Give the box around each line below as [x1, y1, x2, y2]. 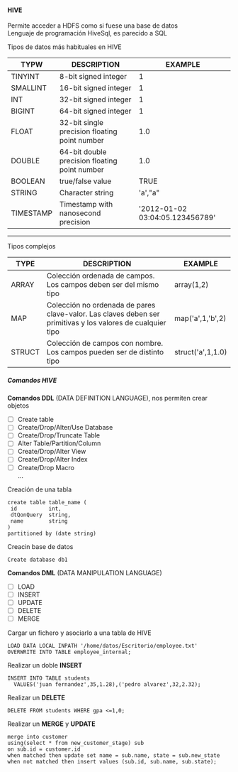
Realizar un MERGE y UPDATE [7, 719, 96, 728]
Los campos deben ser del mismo [46, 280, 159, 290]
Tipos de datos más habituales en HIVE [7, 43, 122, 51]
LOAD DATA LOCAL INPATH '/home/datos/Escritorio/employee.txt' [7, 642, 198, 649]
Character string [59, 188, 114, 198]
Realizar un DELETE [7, 693, 65, 702]
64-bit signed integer [59, 107, 132, 116]
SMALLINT [11, 83, 47, 93]
